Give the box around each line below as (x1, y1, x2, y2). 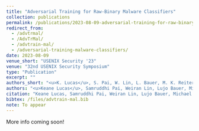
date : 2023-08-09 (6, 53, 49, 58)
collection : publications (6, 14, 70, 20)
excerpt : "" (6, 74, 36, 80)
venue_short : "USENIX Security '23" (6, 58, 97, 64)
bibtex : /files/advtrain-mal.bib (6, 96, 89, 102)
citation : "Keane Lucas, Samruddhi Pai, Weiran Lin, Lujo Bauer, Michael (6, 91, 192, 97)
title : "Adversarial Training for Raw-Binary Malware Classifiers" (6, 8, 176, 15)
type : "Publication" (6, 69, 57, 75)
